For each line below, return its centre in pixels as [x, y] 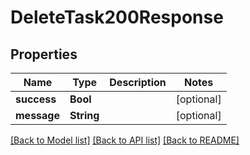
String [84, 115]
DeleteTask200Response [117, 17]
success [36, 99]
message [37, 115]
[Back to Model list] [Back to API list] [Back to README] [125, 140]
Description [138, 82]
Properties [44, 54]
